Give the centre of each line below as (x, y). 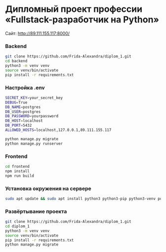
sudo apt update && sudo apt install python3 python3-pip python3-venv (80, 199)
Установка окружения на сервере (48, 188)
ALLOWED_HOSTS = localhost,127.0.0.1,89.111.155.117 (58, 130)
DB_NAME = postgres (23, 107)
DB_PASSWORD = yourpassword (32, 116)
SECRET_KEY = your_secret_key (34, 98)
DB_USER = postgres (23, 112)
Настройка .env (25, 88)
